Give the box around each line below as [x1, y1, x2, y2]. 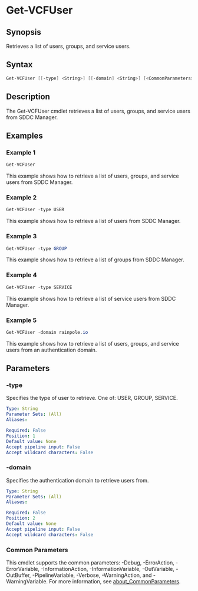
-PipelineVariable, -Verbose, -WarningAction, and [32, 572, 152, 579]
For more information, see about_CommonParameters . [49, 578, 181, 585]
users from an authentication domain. [6, 346, 97, 353]
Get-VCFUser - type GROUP [6, 245, 67, 251]
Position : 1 [6, 433, 35, 439]
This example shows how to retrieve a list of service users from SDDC [6, 295, 176, 302]
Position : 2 [6, 516, 35, 521]
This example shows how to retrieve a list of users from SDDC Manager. [6, 218, 181, 225]
